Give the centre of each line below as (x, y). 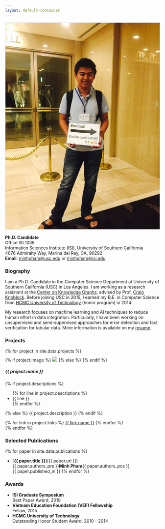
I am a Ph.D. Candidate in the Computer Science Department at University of (82, 281)
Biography (18, 271)
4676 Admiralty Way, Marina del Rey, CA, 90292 (54, 253)
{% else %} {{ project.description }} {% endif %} (54, 413)
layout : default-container (33, 10)
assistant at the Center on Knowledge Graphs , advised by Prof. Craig (75, 292)
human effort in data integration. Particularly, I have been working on (74, 317)
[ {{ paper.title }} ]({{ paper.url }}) (45, 461)
